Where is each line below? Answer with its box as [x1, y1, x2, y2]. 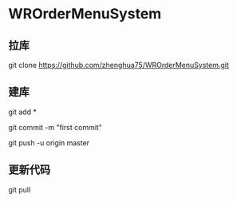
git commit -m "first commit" [8, 122, 102, 132]
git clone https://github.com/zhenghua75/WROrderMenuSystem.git [8, 61, 230, 69]
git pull [8, 184, 31, 194]
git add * [8, 107, 38, 117]
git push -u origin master [8, 137, 90, 148]
